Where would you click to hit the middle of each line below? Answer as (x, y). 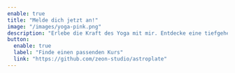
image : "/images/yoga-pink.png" (54, 26)
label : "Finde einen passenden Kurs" (69, 53)
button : (19, 40)
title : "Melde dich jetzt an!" (53, 20)
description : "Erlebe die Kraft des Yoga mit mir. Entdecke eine (104, 33)
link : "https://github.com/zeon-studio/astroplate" (91, 59)
